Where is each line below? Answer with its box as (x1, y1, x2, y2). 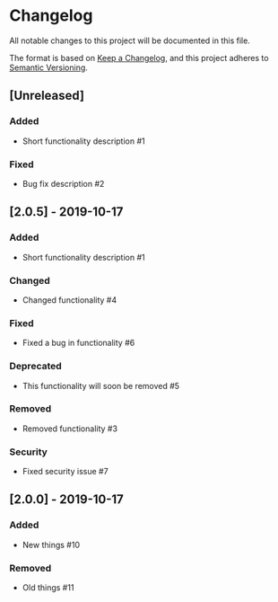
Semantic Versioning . (9, 62, 88, 73)
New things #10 (22, 539, 81, 550)
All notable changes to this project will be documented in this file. (9, 35, 251, 46)
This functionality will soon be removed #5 (22, 380, 180, 391)
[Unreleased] (9, 88, 85, 103)
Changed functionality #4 (22, 294, 117, 305)
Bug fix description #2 (22, 178, 105, 189)
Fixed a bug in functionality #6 (22, 338, 135, 349)
